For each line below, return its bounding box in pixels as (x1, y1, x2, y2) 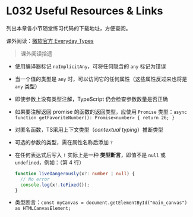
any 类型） (14, 82, 40, 90)
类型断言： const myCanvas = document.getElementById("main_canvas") (14, 199, 188, 206)
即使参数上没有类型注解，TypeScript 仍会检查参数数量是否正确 (14, 95, 168, 103)
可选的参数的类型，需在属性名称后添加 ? (14, 138, 113, 145)
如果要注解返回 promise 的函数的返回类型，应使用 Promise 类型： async (14, 108, 187, 115)
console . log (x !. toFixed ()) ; (20, 182, 90, 188)
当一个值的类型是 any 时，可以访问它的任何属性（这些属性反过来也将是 (14, 75, 188, 82)
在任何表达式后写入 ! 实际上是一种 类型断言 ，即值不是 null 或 (14, 151, 166, 159)
